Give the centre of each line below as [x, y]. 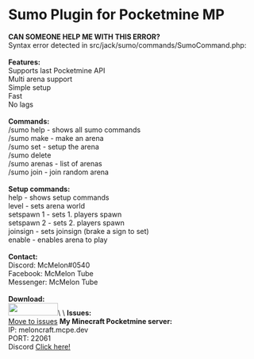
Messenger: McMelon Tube [53, 282]
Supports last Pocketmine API [57, 70]
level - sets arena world [47, 205]
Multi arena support [40, 79]
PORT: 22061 [30, 338]
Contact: [23, 256]
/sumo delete [30, 155]
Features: [25, 62]
